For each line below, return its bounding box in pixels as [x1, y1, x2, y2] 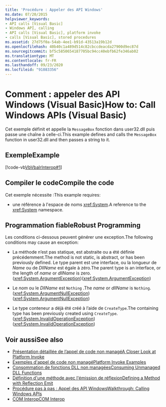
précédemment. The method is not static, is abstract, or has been [12, 254, 145, 261]
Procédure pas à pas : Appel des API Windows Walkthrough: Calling [12, 386, 150, 392]
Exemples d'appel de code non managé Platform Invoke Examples [12, 359, 146, 365]
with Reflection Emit [12, 380, 54, 386]
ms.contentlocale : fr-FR [5, 58, 56, 63]
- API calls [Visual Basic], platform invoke [5, 30, 101, 35]
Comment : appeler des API [5, 89, 120, 100]
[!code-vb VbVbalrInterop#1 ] [5, 164, 62, 170]
